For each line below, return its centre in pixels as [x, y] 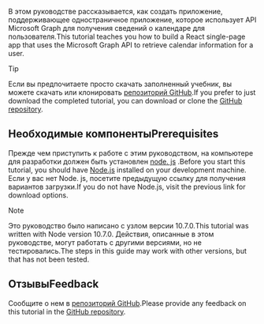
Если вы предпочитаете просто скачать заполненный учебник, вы [120, 84]
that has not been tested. [49, 259]
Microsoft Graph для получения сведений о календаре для [107, 28]
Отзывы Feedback [54, 284]
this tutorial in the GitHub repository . [67, 311]
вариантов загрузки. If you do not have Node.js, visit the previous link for [127, 186]
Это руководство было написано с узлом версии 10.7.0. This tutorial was [129, 225]
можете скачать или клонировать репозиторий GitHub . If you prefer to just [132, 92]
